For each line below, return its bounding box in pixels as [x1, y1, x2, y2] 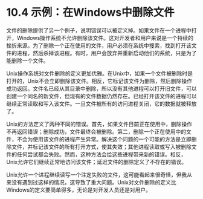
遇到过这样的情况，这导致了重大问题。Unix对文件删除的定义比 [22, 178, 176, 186]
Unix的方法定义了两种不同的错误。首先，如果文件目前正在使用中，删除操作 [6, 120, 192, 128]
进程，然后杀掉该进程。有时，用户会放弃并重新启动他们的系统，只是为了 [16, 49, 197, 56]
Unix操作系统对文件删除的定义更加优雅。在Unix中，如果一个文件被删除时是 [6, 70, 193, 77]
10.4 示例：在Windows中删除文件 [6, 5, 175, 19]
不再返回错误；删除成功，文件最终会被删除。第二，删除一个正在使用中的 [6, 128, 186, 135]
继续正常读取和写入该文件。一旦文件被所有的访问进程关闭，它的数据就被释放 [6, 100, 197, 107]
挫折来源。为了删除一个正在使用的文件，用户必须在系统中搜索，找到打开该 [6, 42, 192, 49]
